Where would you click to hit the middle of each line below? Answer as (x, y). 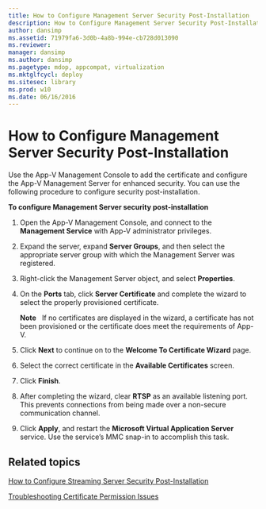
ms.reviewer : (30, 45)
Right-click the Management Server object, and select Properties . (127, 279)
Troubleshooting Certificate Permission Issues (84, 496)
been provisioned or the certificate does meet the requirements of (127, 326)
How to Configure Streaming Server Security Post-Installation (108, 481)
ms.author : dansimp (40, 60)
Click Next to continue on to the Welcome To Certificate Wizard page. (135, 350)
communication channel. (60, 413)
